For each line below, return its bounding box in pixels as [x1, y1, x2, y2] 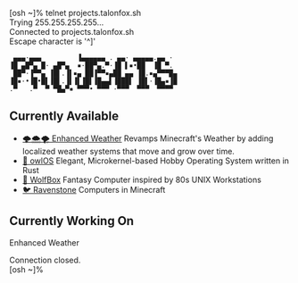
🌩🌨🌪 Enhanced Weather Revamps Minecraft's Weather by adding [21, 133, 274, 144]
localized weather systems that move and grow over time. [21, 146, 235, 156]
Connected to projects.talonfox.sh [9, 27, 135, 37]
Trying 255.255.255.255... [9, 17, 104, 28]
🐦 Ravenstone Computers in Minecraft [21, 184, 166, 195]
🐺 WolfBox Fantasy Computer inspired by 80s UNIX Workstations [21, 174, 261, 185]
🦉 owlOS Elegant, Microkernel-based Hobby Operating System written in [21, 155, 290, 166]
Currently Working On [9, 213, 135, 229]
